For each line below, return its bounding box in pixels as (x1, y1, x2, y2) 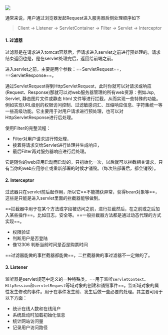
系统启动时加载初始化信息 (12, 311, 65, 318)
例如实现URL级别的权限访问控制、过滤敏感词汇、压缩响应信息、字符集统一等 (5, 102, 163, 108)
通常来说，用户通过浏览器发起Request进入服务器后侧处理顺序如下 (5, 15, 140, 21)
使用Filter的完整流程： (5, 125, 51, 131)
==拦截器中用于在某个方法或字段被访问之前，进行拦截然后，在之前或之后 (5, 206, 156, 212)
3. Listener (5, 264, 28, 270)
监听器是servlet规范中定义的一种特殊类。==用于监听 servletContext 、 (5, 276, 148, 282)
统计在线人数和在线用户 (12, 305, 61, 311)
